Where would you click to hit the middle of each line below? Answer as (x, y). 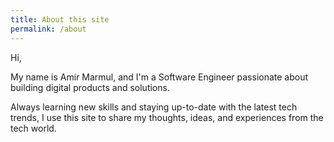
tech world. (33, 128)
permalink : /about (48, 29)
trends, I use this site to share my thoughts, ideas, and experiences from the (167, 117)
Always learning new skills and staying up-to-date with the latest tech (154, 107)
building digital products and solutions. (90, 87)
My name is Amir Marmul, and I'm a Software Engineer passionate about (159, 77)
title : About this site (60, 19)
